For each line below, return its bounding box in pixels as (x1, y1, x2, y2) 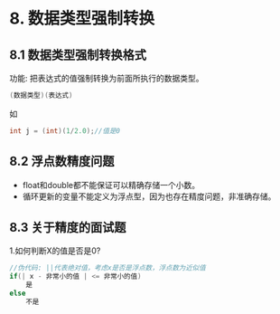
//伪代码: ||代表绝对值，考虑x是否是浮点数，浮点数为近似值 (9, 263, 206, 272)
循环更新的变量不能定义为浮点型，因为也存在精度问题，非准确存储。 (22, 191, 276, 202)
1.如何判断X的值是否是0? (9, 245, 101, 256)
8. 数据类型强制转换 (9, 8, 155, 29)
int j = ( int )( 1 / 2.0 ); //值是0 (9, 126, 120, 136)
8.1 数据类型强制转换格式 (9, 47, 147, 62)
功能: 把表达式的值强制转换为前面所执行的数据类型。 (9, 73, 204, 83)
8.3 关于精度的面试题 (9, 219, 126, 235)
